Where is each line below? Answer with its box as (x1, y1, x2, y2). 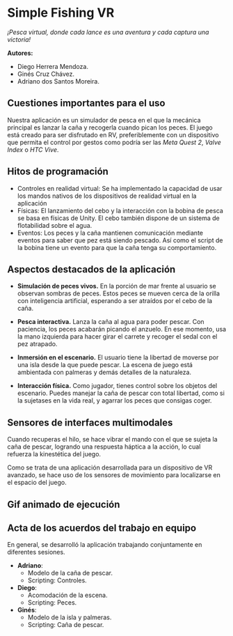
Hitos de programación (7, 166, 109, 178)
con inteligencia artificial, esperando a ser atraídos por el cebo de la (17, 297, 213, 305)
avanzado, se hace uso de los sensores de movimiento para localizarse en (7, 471, 220, 479)
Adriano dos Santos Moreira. (17, 77, 99, 85)
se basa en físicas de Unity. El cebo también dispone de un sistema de (17, 214, 220, 222)
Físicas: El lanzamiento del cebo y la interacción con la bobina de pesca (17, 206, 224, 215)
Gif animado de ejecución (7, 498, 120, 510)
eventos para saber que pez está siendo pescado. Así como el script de (17, 235, 223, 245)
